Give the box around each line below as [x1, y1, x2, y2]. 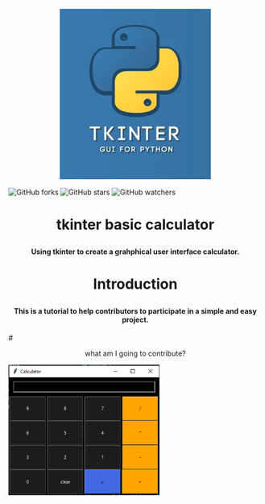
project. [122, 314, 149, 324]
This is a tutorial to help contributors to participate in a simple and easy [13, 306, 258, 315]
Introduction [93, 275, 178, 293]
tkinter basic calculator [56, 215, 215, 234]
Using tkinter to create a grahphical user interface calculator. [31, 247, 240, 256]
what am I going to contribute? [84, 348, 187, 358]
